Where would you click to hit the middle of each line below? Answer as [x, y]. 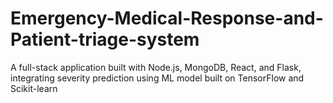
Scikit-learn [34, 88]
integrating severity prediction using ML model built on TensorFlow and [157, 78]
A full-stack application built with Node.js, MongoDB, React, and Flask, [156, 67]
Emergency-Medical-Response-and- [167, 18]
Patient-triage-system [105, 39]
